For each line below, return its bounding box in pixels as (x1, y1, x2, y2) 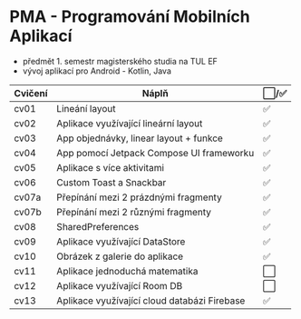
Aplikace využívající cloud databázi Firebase (56, 294, 246, 306)
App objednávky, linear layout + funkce (56, 132, 224, 145)
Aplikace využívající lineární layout (56, 116, 203, 129)
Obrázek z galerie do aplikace (56, 250, 184, 263)
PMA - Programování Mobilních (9, 6, 251, 27)
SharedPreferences (56, 220, 140, 233)
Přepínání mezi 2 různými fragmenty (56, 205, 211, 218)
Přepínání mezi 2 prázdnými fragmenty (56, 191, 222, 204)
